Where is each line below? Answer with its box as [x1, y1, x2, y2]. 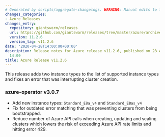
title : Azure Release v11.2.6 [5, 58, 67, 63]
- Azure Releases [5, 16, 41, 21]
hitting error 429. [12, 126, 47, 132]
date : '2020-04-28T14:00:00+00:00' [5, 44, 78, 49]
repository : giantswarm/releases [9, 26, 78, 31]
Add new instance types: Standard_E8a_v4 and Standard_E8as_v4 [12, 100, 142, 106]
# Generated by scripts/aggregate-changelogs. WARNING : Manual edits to [5, 7, 157, 12]
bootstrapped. [12, 110, 41, 116]
